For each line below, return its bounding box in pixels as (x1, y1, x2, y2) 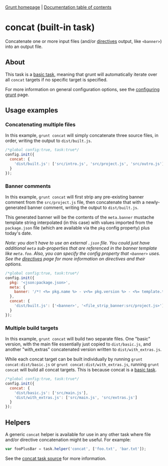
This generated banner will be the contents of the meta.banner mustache (5, 214, 154, 220)
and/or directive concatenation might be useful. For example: (5, 436, 131, 442)
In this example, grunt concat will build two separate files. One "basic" (5, 336, 150, 342)
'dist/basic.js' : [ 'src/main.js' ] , (14, 390, 88, 395)
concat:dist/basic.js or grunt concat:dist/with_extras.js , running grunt (5, 361, 159, 367)
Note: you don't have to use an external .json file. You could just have (5, 239, 150, 245)
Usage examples (5, 106, 58, 114)
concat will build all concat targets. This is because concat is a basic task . (5, 367, 157, 373)
